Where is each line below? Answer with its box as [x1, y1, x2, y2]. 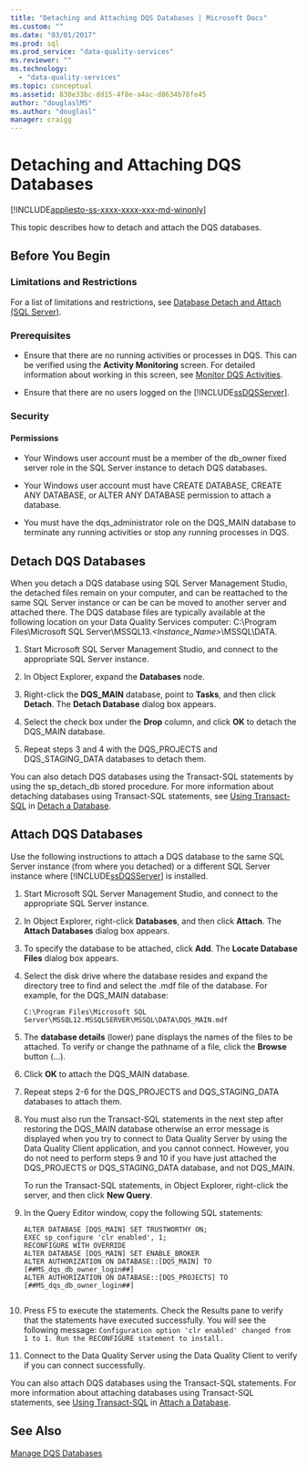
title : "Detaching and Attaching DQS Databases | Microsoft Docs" [10, 13, 268, 23]
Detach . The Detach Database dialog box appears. [23, 698, 217, 709]
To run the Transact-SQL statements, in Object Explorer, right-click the [23, 1179, 289, 1190]
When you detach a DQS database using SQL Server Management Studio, [10, 577, 288, 588]
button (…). [23, 1051, 67, 1061]
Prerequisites [10, 329, 71, 342]
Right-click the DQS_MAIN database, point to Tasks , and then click [23, 689, 277, 700]
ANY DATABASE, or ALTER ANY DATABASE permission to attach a [23, 490, 271, 501]
